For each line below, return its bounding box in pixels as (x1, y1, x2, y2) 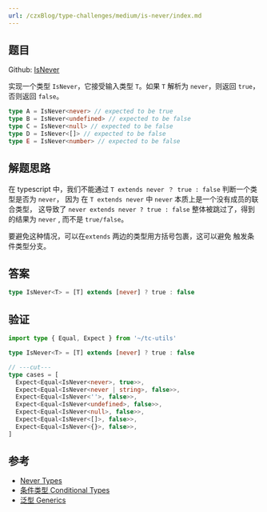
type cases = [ (8, 370, 59, 378)
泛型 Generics (19, 495, 66, 505)
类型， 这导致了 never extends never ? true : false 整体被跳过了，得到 (14, 204, 256, 214)
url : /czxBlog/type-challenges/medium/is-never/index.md (8, 11, 202, 20)
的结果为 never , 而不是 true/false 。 (8, 214, 129, 224)
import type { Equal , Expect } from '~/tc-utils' (8, 334, 177, 342)
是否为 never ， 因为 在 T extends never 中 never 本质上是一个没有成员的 (14, 194, 252, 204)
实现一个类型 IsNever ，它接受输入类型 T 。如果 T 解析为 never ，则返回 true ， (8, 82, 260, 91)
